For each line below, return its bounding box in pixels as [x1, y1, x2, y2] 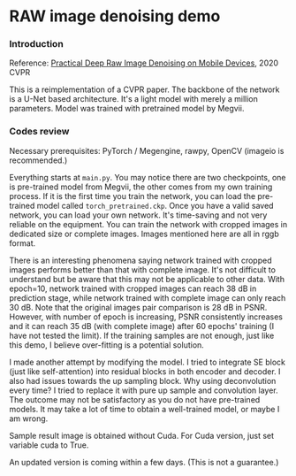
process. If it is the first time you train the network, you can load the [9, 190, 256, 201]
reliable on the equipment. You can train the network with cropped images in [9, 219, 288, 229]
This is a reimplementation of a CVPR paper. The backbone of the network [9, 84, 280, 95]
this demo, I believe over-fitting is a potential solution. [9, 339, 205, 350]
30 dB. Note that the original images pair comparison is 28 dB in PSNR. [9, 302, 268, 312]
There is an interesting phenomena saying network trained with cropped [9, 255, 272, 265]
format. [9, 237, 36, 249]
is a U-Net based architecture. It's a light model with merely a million [9, 94, 259, 104]
